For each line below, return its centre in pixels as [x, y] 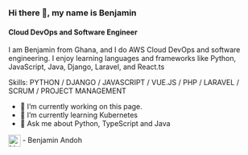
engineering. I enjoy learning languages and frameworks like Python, [122, 59]
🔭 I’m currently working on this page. [81, 107]
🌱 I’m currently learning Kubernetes [79, 115]
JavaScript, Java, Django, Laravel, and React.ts [87, 67]
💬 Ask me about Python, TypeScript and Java [95, 124]
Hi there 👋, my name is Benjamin [72, 13]
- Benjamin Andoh [52, 140]
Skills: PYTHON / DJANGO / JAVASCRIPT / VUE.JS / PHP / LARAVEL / [124, 83]
